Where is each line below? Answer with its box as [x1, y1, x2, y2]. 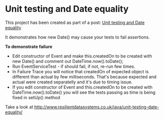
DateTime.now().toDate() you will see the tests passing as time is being [12, 89, 156, 95]
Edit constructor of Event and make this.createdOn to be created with [12, 53, 153, 59]
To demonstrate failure [5, 43, 53, 49]
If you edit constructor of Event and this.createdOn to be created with [12, 84, 153, 90]
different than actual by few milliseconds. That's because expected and [12, 74, 157, 80]
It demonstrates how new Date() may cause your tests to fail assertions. [5, 34, 150, 40]
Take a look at [5, 104, 33, 110]
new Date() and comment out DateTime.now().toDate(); [12, 58, 124, 64]
